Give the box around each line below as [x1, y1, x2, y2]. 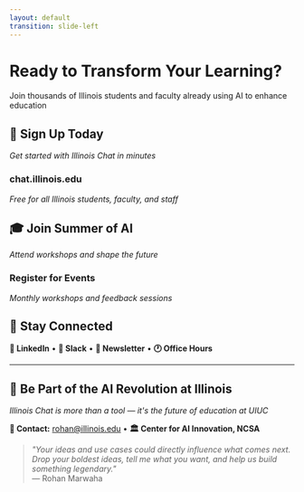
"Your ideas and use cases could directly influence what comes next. [31, 444, 291, 455]
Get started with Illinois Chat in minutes [9, 150, 157, 161]
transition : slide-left [9, 22, 100, 31]
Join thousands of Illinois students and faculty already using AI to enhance [9, 90, 288, 101]
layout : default [9, 13, 71, 23]
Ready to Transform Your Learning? [9, 61, 282, 81]
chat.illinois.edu [9, 173, 83, 185]
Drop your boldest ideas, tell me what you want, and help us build [31, 454, 278, 465]
